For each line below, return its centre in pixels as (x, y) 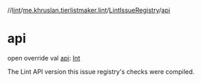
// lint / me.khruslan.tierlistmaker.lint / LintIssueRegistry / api (89, 10)
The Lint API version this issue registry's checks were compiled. (101, 71)
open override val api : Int (44, 58)
